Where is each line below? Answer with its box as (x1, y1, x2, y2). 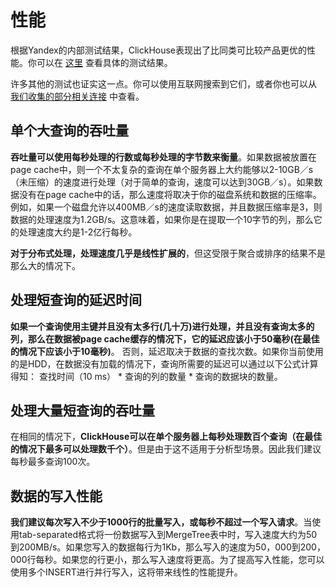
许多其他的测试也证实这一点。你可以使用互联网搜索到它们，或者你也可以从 (10, 77, 317, 90)
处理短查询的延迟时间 (10, 292, 142, 309)
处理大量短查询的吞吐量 (10, 402, 155, 419)
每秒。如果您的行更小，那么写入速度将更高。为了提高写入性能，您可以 (35, 554, 325, 566)
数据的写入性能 (10, 487, 103, 505)
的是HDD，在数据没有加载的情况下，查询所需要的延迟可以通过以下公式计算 (10, 357, 319, 370)
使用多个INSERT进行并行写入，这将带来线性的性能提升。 (10, 566, 243, 578)
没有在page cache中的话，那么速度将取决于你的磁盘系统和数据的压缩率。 (18, 188, 322, 200)
